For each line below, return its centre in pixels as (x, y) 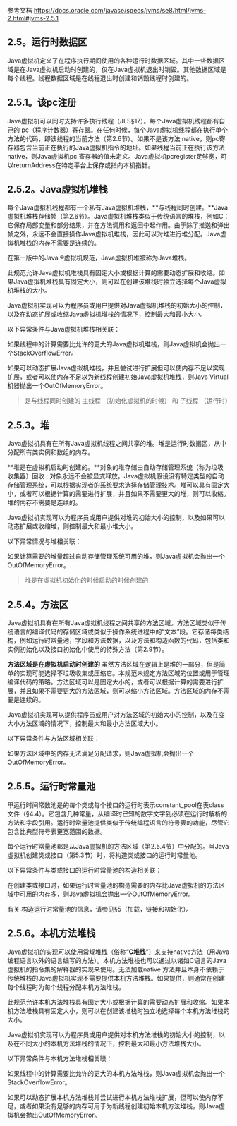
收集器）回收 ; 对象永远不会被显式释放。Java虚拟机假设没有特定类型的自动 (116, 476)
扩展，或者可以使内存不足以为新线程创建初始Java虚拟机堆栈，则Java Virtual (118, 377)
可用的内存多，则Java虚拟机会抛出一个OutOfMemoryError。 (107, 894)
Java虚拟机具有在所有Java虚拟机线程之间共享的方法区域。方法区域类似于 (114, 623)
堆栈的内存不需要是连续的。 (60, 243)
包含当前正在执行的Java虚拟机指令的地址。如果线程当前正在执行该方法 (122, 147)
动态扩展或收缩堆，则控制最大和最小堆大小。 (72, 526)
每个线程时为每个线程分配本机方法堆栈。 (66, 987)
